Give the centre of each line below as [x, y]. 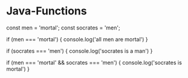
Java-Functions [47, 11]
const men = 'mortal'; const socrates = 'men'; [63, 28]
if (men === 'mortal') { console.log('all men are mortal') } [77, 39]
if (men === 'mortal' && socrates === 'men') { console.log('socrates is [94, 62]
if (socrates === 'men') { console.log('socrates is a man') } [79, 51]
